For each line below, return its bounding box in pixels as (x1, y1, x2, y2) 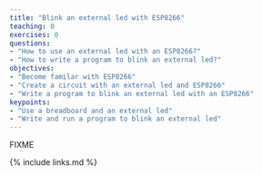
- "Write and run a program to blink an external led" (9, 114, 222, 123)
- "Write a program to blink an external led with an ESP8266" (9, 89, 255, 98)
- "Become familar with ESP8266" (9, 73, 136, 82)
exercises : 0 (9, 30, 59, 39)
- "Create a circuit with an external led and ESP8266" (9, 81, 226, 90)
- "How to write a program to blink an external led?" (9, 55, 222, 64)
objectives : (9, 64, 55, 73)
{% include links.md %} (9, 157, 98, 168)
